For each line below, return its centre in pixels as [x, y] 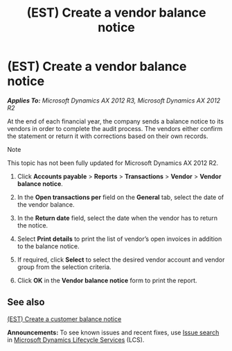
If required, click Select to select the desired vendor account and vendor [121, 259]
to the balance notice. [48, 246]
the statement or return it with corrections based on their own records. [108, 136]
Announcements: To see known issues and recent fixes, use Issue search [113, 332]
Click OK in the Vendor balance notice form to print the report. [107, 280]
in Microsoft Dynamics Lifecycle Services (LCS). [76, 340]
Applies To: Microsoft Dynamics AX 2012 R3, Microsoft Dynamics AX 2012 [114, 100]
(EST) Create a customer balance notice [64, 319]
